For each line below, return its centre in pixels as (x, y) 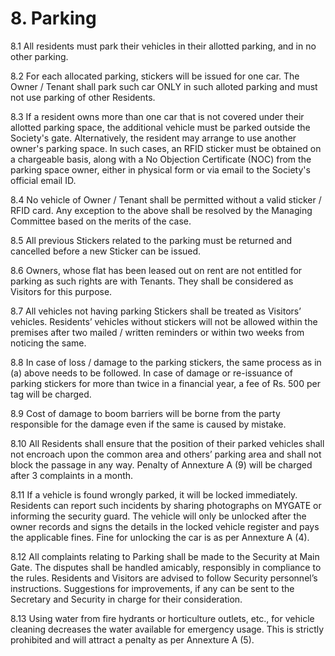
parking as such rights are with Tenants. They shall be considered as (152, 281)
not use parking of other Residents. (83, 97)
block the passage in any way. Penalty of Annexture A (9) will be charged (161, 464)
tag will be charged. (51, 394)
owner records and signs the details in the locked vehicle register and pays (165, 526)
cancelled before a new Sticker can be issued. (106, 251)
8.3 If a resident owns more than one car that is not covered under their (157, 116)
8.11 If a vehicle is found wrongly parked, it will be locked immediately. (154, 494)
